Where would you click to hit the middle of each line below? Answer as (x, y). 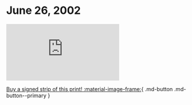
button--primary (26, 95)
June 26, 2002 (44, 11)
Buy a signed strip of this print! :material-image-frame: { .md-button (90, 89)
